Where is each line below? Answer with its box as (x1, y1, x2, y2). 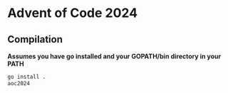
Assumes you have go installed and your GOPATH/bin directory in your (7, 52, 222, 60)
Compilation (7, 33, 63, 45)
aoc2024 (7, 80, 31, 87)
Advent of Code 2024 (7, 5, 138, 21)
